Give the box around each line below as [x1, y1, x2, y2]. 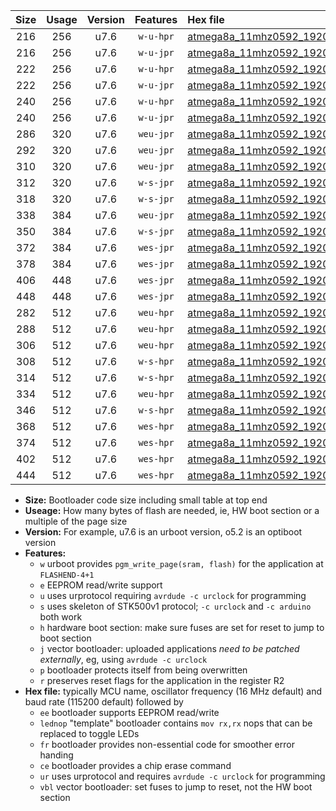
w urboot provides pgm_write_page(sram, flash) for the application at [39, 558, 324, 569]
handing [39, 749, 74, 761]
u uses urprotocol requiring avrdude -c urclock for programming [39, 590, 307, 601]
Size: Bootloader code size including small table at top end [24, 494, 268, 506]
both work [39, 611, 83, 623]
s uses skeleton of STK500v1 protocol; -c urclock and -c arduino [39, 600, 312, 612]
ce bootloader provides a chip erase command [39, 760, 232, 771]
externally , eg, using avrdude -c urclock [39, 654, 208, 665]
